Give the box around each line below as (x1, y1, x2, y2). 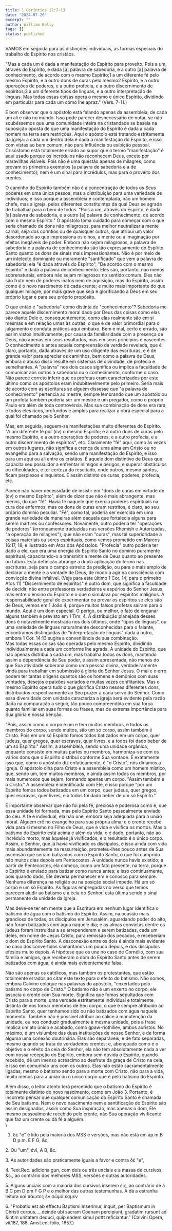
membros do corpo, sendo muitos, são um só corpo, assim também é (5, 727, 152, 733)
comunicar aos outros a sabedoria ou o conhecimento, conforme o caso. (5, 370, 160, 375)
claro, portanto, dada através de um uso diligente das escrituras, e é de (5, 347, 157, 354)
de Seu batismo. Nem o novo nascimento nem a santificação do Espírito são (5, 1100, 167, 1106)
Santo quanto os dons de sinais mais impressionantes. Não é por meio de (5, 250, 161, 256)
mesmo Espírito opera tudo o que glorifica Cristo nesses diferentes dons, (5, 684, 160, 690)
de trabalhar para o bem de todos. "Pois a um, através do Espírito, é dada (5, 207, 161, 212)
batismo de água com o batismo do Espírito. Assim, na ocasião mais (5, 911, 149, 916)
